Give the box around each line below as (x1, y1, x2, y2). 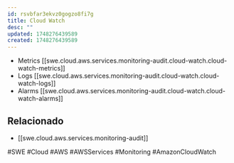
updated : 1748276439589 (7, 30, 78, 38)
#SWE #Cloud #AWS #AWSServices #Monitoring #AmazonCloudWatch (7, 147, 217, 156)
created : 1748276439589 (7, 37, 78, 44)
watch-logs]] (17, 79, 56, 88)
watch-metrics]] (17, 64, 65, 73)
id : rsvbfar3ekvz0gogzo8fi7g (7, 10, 94, 18)
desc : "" (7, 23, 33, 31)
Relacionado (7, 115, 64, 127)
